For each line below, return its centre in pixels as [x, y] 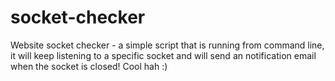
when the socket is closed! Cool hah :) [89, 66]
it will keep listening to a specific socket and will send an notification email [163, 55]
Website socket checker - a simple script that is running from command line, [167, 45]
